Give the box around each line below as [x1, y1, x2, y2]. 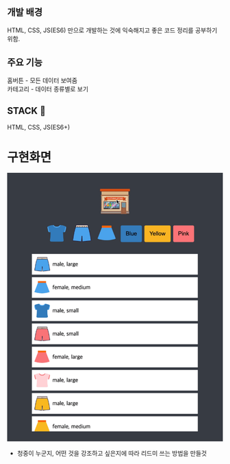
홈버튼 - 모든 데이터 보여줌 [7, 76, 77, 84]
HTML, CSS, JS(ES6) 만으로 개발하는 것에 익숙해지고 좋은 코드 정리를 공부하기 [7, 26, 218, 34]
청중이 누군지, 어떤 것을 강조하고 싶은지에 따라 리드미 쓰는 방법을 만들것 [16, 449, 207, 458]
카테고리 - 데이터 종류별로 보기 [7, 84, 89, 93]
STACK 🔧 [7, 105, 46, 117]
